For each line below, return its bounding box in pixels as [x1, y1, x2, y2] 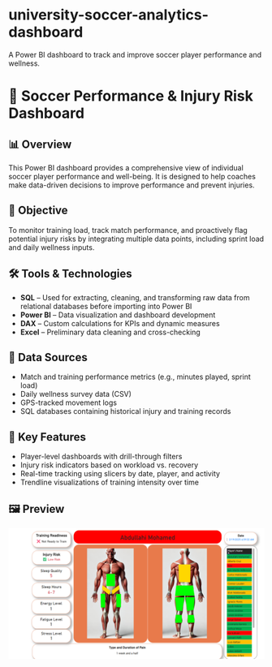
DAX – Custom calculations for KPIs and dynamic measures [19, 318, 221, 328]
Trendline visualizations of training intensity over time [19, 477, 199, 488]
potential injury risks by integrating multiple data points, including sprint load [8, 234, 265, 243]
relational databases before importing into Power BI [19, 301, 192, 311]
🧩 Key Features [8, 430, 87, 444]
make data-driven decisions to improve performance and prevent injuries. [8, 180, 255, 190]
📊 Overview [8, 137, 72, 151]
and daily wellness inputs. [8, 242, 95, 252]
